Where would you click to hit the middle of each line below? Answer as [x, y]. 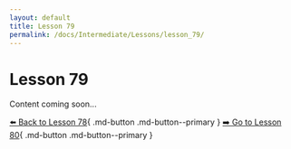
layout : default [40, 18]
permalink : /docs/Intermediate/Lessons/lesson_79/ [107, 34]
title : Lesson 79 [42, 26]
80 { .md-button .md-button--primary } [81, 135]
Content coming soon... [53, 104]
